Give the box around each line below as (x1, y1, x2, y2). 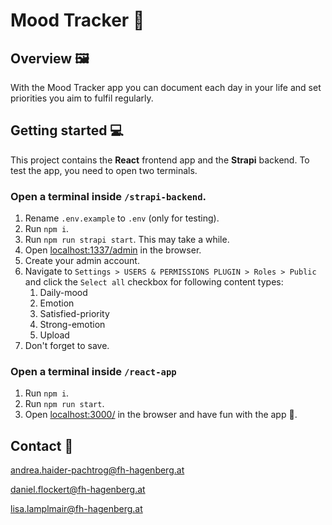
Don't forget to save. (24, 340, 110, 352)
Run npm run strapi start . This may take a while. (24, 234, 230, 246)
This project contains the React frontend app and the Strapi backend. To (10, 154, 310, 166)
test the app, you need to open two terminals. (10, 164, 198, 176)
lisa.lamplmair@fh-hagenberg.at (10, 503, 143, 515)
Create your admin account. (24, 255, 140, 267)
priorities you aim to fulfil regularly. (10, 92, 154, 104)
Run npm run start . (24, 398, 105, 410)
